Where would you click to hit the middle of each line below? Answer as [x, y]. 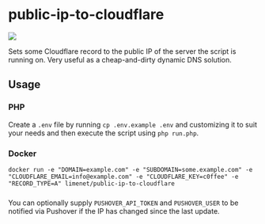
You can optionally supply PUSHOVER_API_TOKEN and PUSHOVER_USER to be [123, 203]
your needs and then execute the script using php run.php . [104, 133]
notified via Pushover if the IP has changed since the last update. [114, 211]
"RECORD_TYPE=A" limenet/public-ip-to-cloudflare [92, 184]
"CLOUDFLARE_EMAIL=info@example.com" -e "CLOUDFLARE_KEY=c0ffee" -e [123, 177]
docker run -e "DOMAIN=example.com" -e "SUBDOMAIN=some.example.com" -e [131, 169]
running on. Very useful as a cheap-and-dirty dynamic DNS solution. [120, 59]
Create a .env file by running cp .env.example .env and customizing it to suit [132, 124]
